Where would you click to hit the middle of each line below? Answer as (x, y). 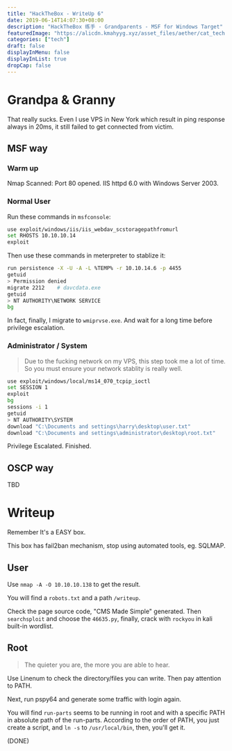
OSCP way (31, 468)
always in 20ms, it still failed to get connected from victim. (91, 127)
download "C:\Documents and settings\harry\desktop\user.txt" (99, 426)
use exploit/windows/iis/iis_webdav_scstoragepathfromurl (93, 229)
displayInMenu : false (39, 53)
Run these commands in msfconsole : (59, 216)
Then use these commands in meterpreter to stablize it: (86, 255)
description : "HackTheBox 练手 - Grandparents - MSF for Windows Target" (115, 26)
